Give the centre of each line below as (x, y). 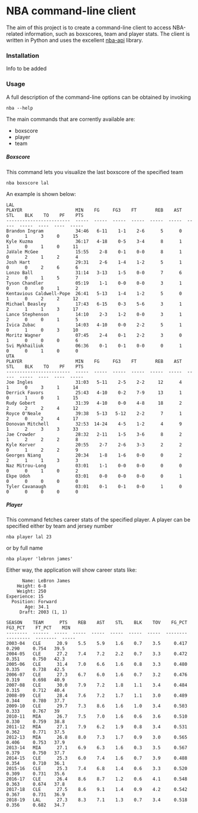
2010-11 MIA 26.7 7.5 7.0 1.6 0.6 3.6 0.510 (97, 716)
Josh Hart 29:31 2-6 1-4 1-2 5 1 (94, 262)
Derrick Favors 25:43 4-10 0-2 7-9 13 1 (94, 392)
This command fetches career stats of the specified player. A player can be (98, 520)
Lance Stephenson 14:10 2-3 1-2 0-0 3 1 (94, 314)
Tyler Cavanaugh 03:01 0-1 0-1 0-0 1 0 (94, 486)
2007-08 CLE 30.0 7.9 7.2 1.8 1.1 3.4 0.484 (97, 685)
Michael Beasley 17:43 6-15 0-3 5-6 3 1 (94, 304)
